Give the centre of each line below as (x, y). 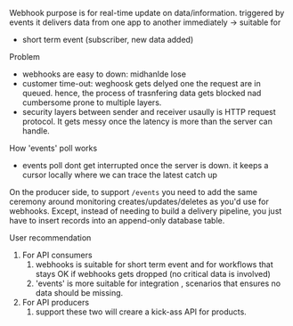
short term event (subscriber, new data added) (108, 40)
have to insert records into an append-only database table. (117, 220)
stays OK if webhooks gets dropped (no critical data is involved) (153, 274)
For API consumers (57, 255)
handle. (36, 131)
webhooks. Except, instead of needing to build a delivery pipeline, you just (146, 211)
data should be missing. (79, 293)
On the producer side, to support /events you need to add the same (134, 192)
